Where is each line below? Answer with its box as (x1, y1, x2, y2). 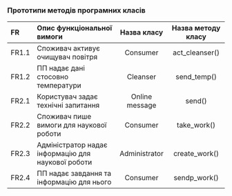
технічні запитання (37, 101, 100, 110)
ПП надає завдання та (37, 168, 112, 178)
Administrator (119, 149, 164, 159)
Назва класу (119, 28, 164, 37)
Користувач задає (37, 92, 98, 101)
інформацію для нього (37, 177, 112, 187)
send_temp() (175, 72, 217, 81)
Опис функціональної (37, 23, 113, 33)
